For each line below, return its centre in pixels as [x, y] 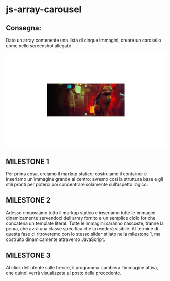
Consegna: [24, 28]
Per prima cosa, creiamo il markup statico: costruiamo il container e [76, 174]
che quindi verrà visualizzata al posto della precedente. [63, 273]
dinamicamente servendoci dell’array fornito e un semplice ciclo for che [81, 218]
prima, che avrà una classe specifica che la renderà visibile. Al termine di [82, 228]
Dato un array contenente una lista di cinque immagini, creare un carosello [83, 40]
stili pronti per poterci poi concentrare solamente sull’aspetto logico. [77, 185]
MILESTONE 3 [28, 255]
